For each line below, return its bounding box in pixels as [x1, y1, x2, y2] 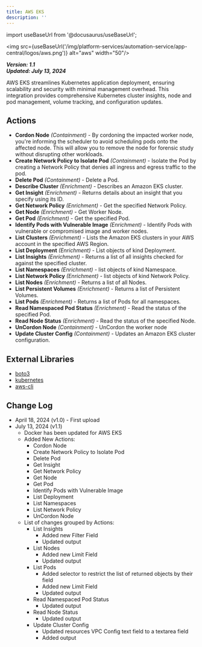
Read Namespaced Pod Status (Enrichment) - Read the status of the [14, 305, 187, 312]
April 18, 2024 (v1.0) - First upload [14, 416, 100, 423]
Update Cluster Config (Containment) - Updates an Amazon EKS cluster [14, 330, 196, 338]
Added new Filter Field [42, 531, 98, 538]
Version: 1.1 [6, 61, 35, 68]
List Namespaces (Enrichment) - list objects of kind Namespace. [14, 266, 177, 273]
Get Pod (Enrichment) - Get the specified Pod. [14, 215, 130, 222]
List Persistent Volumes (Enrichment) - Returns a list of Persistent [14, 285, 180, 292]
